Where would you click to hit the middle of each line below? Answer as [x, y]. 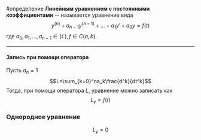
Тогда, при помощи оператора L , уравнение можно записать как [89, 91]
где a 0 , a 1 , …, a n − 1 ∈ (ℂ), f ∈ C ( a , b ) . [52, 37]
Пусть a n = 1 [22, 71]
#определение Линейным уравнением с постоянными [78, 9]
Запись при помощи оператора [48, 57]
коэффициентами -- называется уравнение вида [70, 15]
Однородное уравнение [43, 117]
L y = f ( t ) [100, 101]
